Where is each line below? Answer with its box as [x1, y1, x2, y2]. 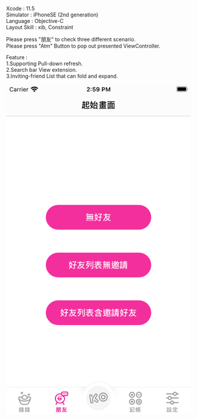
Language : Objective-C [6, 18, 64, 24]
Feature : [6, 54, 28, 61]
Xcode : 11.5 [6, 5, 35, 12]
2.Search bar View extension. [6, 66, 77, 73]
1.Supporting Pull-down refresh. [6, 60, 83, 67]
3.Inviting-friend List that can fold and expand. [6, 73, 118, 79]
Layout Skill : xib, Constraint [6, 24, 73, 31]
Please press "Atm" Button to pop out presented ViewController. [6, 42, 161, 49]
